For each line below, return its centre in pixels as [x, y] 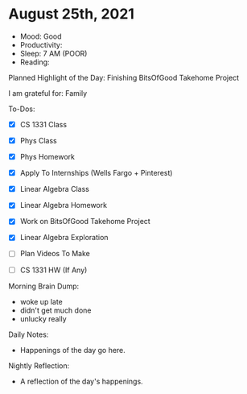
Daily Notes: [29, 334]
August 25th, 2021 [72, 14]
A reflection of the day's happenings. [81, 381]
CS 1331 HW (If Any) [54, 270]
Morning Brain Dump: [44, 286]
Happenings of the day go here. [73, 350]
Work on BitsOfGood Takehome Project [85, 222]
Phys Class [39, 141]
